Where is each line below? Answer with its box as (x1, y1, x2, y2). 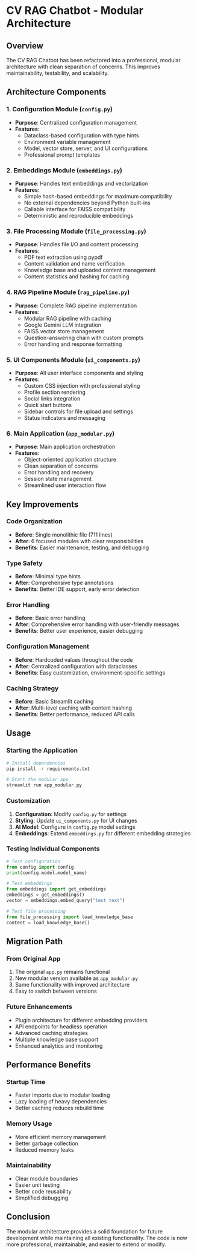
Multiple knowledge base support (14, 1036, 99, 1043)
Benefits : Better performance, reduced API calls (14, 711, 136, 718)
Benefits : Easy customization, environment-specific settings (14, 669, 166, 676)
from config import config (6, 864, 74, 870)
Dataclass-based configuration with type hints (23, 131, 139, 139)
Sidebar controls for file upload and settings (23, 408, 134, 415)
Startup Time (6, 1077, 46, 1086)
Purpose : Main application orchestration (14, 443, 116, 451)
